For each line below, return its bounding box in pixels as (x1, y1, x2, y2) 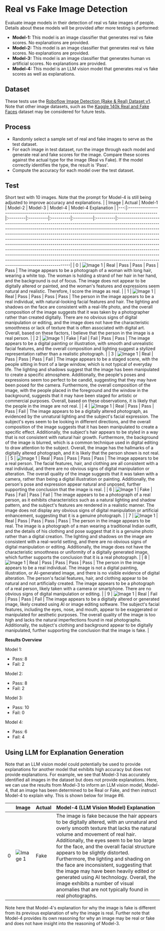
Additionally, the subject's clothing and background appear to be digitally (5, 622, 153, 628)
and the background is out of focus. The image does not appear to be (5, 278, 146, 284)
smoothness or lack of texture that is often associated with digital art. (5, 325, 145, 331)
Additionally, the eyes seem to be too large (56, 837, 155, 844)
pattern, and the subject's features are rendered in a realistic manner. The (5, 502, 155, 508)
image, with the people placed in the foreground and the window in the (5, 387, 148, 393)
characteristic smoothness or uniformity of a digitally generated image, (5, 549, 149, 555)
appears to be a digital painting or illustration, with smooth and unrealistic (5, 340, 154, 347)
